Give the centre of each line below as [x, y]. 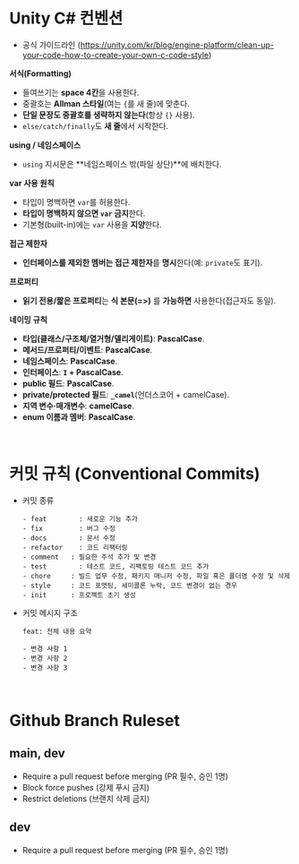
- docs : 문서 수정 [69, 538]
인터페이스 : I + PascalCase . [73, 372]
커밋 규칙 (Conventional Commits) [135, 474]
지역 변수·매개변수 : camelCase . [78, 406]
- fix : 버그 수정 [69, 528]
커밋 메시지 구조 [50, 612]
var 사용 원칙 [32, 183]
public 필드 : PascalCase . [68, 383]
